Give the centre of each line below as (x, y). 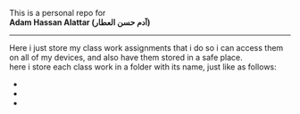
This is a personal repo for (58, 13)
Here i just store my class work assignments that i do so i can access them (146, 48)
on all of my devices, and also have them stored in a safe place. (126, 57)
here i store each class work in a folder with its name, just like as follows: (143, 67)
